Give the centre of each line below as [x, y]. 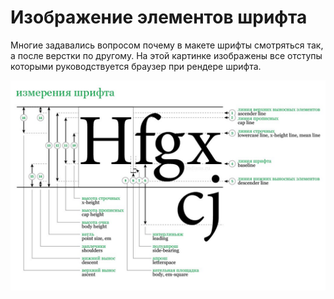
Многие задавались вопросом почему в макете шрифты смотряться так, [167, 45]
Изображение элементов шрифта [159, 17]
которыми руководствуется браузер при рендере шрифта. [136, 66]
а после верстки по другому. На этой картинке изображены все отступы [166, 55]
